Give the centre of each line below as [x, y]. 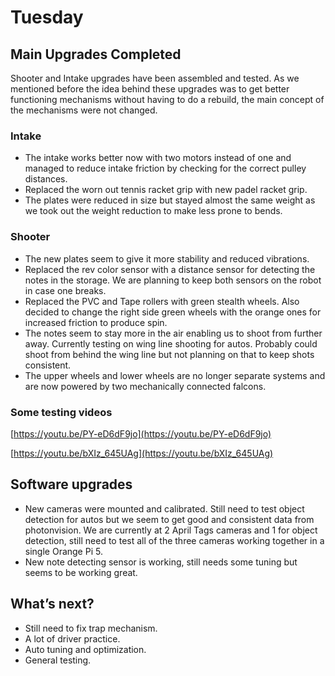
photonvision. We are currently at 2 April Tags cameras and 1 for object [171, 530]
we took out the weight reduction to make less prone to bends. [153, 211]
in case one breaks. [65, 290]
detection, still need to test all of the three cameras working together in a [174, 540]
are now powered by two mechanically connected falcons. [145, 386]
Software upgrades [71, 484]
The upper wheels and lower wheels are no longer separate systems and [175, 375]
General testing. [58, 660]
